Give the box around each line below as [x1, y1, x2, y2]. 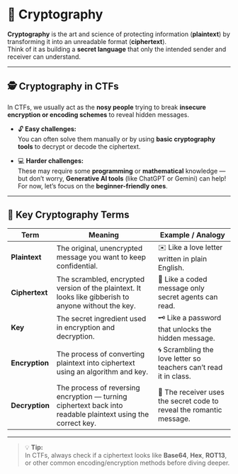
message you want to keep [56, 252, 147, 262]
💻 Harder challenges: [17, 156, 84, 165]
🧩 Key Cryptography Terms [7, 209, 130, 221]
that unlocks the [158, 324, 212, 334]
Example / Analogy [159, 230, 225, 239]
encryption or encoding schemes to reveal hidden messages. [7, 110, 190, 119]
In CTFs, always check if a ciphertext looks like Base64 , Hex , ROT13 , [24, 451, 227, 459]
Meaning [88, 230, 119, 239]
